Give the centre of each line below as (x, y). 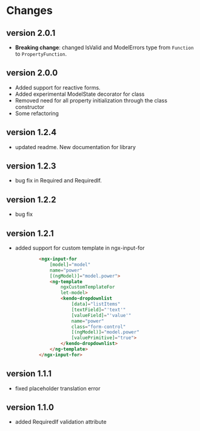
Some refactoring (37, 113)
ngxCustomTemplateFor (88, 287)
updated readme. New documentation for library (75, 147)
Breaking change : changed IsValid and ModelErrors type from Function (104, 47)
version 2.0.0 (32, 73)
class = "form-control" (98, 327)
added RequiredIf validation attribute (61, 422)
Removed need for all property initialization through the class (91, 100)
